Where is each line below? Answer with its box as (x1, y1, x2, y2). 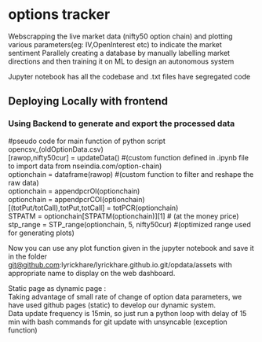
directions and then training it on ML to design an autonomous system (8, 57, 235, 66)
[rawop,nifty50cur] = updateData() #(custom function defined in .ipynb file (8, 153, 249, 162)
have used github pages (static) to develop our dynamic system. (8, 300, 217, 310)
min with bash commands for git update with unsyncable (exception (8, 317, 227, 326)
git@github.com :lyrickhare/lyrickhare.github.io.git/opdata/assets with (8, 259, 233, 269)
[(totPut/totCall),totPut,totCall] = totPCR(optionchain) (8, 203, 179, 212)
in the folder (8, 252, 48, 261)
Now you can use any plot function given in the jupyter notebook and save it (8, 243, 255, 252)
